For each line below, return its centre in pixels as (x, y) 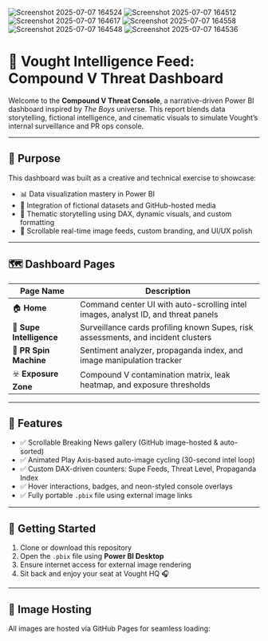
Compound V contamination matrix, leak (155, 375)
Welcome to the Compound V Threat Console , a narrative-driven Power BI (131, 101)
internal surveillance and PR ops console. (76, 126)
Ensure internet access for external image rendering (105, 565)
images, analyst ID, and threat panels (149, 314)
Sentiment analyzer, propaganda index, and (161, 350)
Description (168, 291)
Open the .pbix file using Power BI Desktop (92, 556)
